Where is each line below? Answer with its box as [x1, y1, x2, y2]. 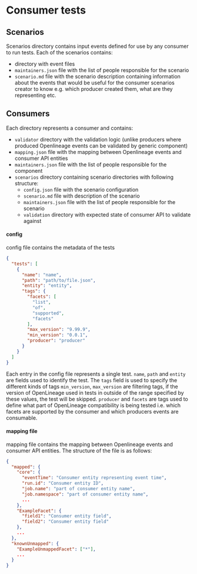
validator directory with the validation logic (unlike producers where [14, 136, 181, 143]
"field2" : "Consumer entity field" [21, 519, 109, 525]
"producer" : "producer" [27, 337, 85, 344]
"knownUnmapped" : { [11, 540, 59, 546]
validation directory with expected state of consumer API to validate [23, 211, 191, 218]
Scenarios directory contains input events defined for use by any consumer [6, 42, 189, 50]
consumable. [6, 414, 38, 421]
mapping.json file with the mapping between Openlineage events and [14, 148, 182, 155]
